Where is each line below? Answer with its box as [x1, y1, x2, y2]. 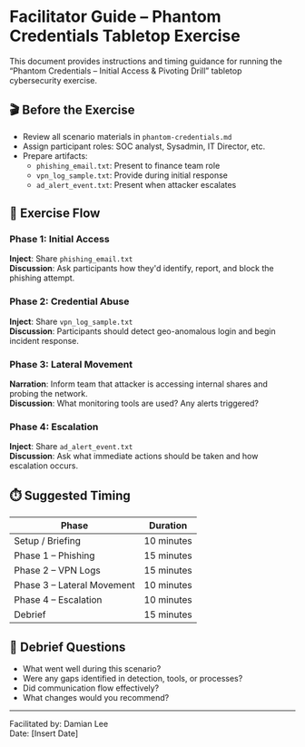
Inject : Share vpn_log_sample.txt [9, 316, 133, 327]
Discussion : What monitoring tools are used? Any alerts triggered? [9, 398, 259, 409]
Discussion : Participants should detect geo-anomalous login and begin [9, 325, 277, 337]
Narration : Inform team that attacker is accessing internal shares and [9, 378, 268, 389]
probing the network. [9, 388, 88, 399]
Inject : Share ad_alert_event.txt [9, 441, 133, 452]
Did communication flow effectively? [22, 683, 160, 693]
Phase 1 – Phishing [14, 549, 95, 562]
